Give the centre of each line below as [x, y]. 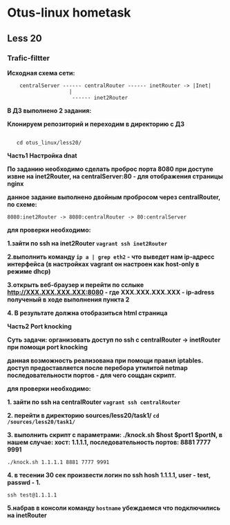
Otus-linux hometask [69, 13]
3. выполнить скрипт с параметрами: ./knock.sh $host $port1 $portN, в [115, 434]
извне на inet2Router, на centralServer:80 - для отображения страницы [115, 176]
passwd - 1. [24, 482]
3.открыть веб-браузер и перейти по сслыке [76, 284]
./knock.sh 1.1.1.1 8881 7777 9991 [58, 462]
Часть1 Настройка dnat [42, 155]
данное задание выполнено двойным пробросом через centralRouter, [114, 197]
